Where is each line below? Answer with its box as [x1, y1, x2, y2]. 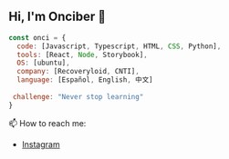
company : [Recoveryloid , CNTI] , [16, 67, 141, 76]
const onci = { [8, 33, 67, 42]
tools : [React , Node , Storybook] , [16, 50, 148, 59]
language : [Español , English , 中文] [16, 75, 153, 84]
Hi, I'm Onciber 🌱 [8, 9, 107, 25]
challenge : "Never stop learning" [12, 92, 144, 101]
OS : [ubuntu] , [16, 58, 70, 68]
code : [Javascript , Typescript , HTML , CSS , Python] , [16, 42, 222, 51]
